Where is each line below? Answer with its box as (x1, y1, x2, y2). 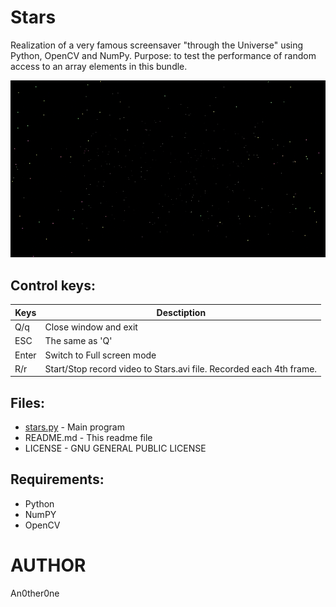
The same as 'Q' (44, 335, 113, 347)
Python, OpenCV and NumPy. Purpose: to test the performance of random (10, 49, 317, 61)
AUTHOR (10, 554, 87, 577)
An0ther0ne (10, 587, 60, 599)
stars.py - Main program (24, 421, 125, 433)
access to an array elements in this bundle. (10, 60, 188, 72)
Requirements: (10, 471, 105, 488)
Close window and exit (44, 321, 138, 333)
